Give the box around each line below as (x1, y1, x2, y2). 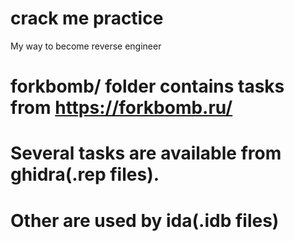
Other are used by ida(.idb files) (10, 209, 280, 232)
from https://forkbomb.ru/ (10, 97, 233, 119)
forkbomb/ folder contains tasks (10, 75, 285, 98)
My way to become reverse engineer (10, 40, 162, 52)
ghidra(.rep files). (10, 163, 160, 186)
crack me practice (10, 7, 164, 30)
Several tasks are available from (10, 142, 282, 165)
